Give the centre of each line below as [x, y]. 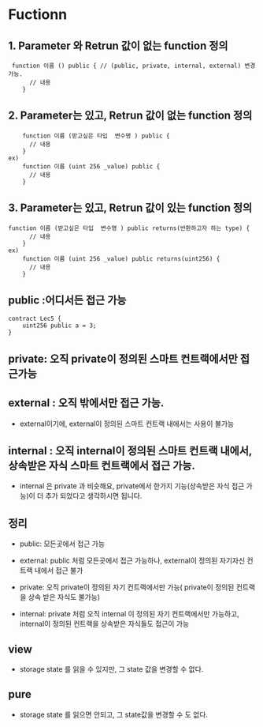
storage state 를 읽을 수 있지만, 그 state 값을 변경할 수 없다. [111, 669]
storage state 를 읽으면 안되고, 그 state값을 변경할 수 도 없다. [114, 714]
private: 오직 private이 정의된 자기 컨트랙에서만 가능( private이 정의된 [127, 587]
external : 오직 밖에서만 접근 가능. [86, 403]
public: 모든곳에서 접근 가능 [62, 544]
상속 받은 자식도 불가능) [64, 597]
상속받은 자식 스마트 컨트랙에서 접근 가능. [102, 466]
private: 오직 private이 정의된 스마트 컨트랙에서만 [123, 358]
